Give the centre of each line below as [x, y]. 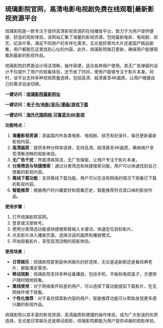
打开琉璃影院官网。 [31, 217]
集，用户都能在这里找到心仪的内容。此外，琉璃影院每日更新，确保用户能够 [79, 49]
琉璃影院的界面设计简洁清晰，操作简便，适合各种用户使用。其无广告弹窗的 [79, 66]
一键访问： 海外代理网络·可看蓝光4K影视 [45, 115]
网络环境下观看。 [29, 292]
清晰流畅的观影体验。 [38, 154]
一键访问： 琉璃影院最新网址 [33, 94]
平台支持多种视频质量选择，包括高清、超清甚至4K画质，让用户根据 [84, 78]
